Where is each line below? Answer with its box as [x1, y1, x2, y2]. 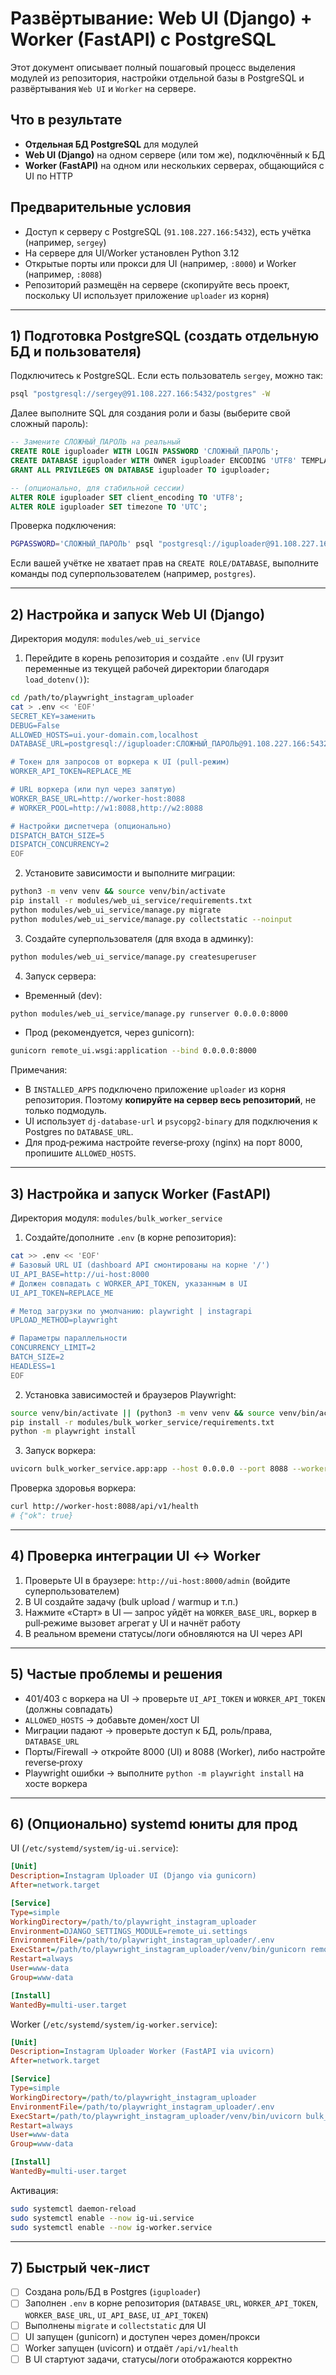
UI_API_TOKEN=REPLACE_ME [10, 1288, 114, 1298]
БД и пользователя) [10, 343, 142, 360]
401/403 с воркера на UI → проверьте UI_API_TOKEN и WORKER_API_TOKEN [24, 1692, 326, 1704]
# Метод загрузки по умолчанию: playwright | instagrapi [10, 1306, 253, 1316]
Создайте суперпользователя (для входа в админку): [24, 932, 254, 944]
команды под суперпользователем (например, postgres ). [10, 568, 257, 580]
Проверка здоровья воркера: [10, 1482, 137, 1494]
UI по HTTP [24, 170, 73, 182]
